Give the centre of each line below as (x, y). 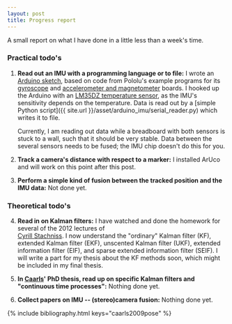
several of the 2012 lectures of (61, 229)
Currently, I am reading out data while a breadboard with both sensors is (121, 131)
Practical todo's (34, 58)
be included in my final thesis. (60, 265)
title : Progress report (42, 20)
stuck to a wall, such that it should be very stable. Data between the (115, 138)
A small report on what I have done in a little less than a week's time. (106, 40)
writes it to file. (39, 117)
